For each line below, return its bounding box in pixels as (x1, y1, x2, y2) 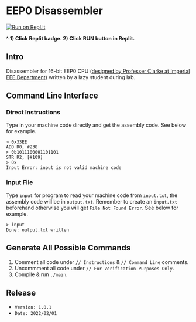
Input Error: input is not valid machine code (6, 165, 122, 171)
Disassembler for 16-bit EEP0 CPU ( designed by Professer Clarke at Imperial (6, 67, 190, 74)
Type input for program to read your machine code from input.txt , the (6, 192, 178, 199)
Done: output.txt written (6, 227, 69, 233)
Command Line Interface (6, 91, 98, 101)
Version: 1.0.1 (14, 304, 52, 310)
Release (6, 287, 36, 297)
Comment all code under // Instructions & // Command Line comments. (14, 258, 189, 265)
